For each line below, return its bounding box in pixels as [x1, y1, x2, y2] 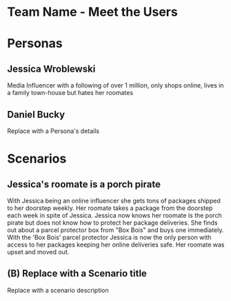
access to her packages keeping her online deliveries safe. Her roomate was [7, 240, 225, 249]
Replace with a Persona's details [7, 127, 100, 135]
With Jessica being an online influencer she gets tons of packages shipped [7, 197, 221, 205]
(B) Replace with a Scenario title [7, 268, 147, 280]
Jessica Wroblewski [7, 63, 96, 74]
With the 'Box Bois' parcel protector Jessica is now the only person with [7, 233, 212, 241]
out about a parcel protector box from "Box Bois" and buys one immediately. [7, 226, 224, 234]
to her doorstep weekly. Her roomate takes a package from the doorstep [7, 204, 213, 212]
